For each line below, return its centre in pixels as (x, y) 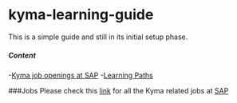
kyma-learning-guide (81, 15)
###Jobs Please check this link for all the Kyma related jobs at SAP (118, 90)
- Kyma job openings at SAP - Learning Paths (81, 75)
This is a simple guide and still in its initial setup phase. (98, 37)
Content (22, 55)
